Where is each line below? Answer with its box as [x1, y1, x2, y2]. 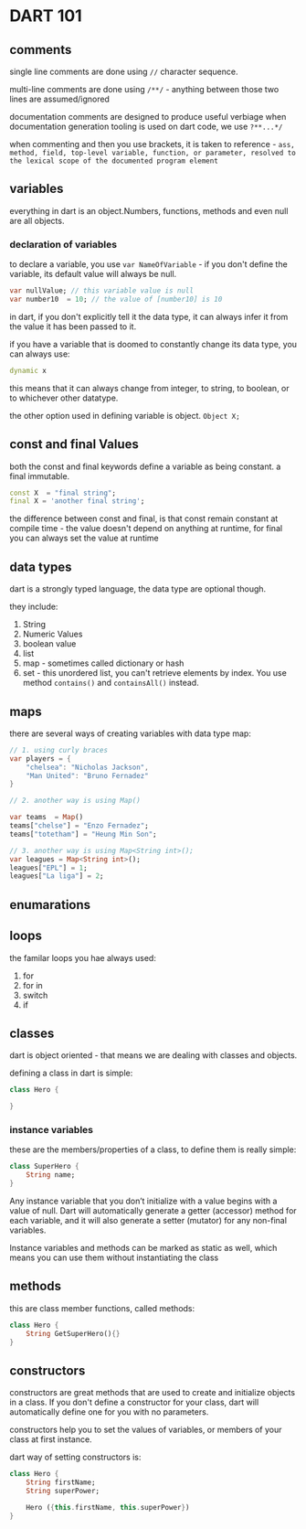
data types [9, 559, 72, 574]
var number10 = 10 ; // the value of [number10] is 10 [9, 294, 223, 304]
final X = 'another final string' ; [9, 497, 145, 506]
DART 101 [9, 5, 82, 27]
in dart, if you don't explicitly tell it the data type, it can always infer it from [9, 311, 289, 322]
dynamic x [9, 366, 47, 375]
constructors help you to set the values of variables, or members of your [9, 1424, 282, 1436]
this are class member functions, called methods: [9, 1302, 195, 1313]
